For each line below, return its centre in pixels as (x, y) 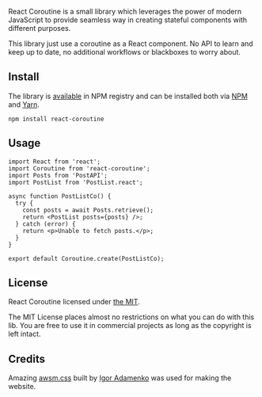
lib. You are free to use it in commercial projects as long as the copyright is (130, 326)
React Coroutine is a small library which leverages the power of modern (125, 11)
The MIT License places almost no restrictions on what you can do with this (131, 317)
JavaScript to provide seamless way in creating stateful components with (128, 20)
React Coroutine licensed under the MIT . (74, 302)
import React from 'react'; (55, 162)
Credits (27, 359)
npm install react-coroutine (56, 119)
